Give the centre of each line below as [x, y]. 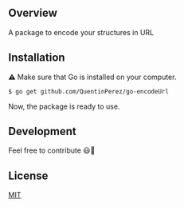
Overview [33, 13]
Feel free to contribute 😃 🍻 [52, 150]
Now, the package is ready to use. [64, 106]
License [28, 175]
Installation [37, 58]
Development [43, 131]
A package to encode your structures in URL [81, 32]
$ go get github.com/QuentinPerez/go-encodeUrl [89, 91]
